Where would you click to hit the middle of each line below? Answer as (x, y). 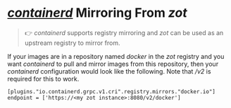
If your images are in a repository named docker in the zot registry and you (116, 56)
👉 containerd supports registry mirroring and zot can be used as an (124, 32)
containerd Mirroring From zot (98, 13)
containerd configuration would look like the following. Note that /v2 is (109, 71)
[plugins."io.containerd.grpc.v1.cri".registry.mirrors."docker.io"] (112, 92)
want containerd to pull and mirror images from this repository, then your (113, 64)
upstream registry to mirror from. (72, 43)
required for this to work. (43, 79)
